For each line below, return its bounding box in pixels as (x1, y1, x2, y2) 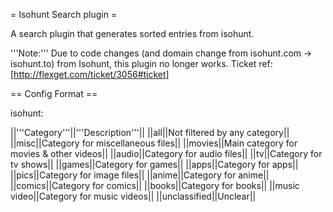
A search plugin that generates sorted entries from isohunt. (10, 28, 255, 39)
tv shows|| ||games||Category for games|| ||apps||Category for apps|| (10, 159, 299, 170)
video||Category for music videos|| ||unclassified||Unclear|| (10, 190, 257, 202)
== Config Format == (10, 88, 98, 99)
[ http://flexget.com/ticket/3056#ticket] (10, 69, 170, 80)
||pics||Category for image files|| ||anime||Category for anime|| (10, 169, 270, 181)
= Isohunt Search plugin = (10, 9, 118, 20)
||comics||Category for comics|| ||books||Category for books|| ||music (10, 180, 300, 191)
